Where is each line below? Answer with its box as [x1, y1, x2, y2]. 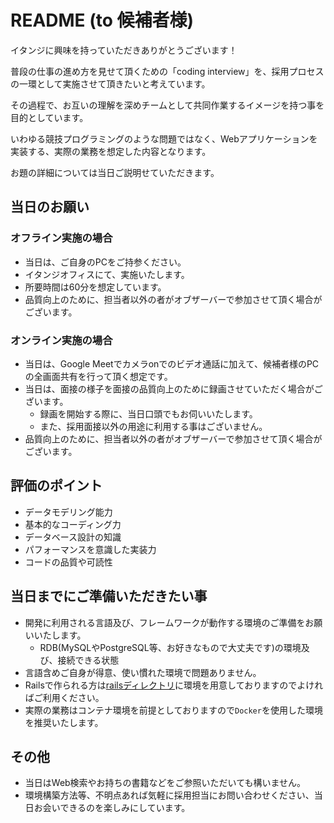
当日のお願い [10, 199, 90, 216]
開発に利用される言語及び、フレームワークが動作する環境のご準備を [24, 616, 306, 628]
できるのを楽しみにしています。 [59, 802, 191, 814]
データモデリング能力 [24, 506, 113, 518]
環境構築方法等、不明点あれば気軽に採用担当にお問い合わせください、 [24, 789, 315, 801]
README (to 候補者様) [10, 9, 195, 32]
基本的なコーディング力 [24, 518, 122, 530]
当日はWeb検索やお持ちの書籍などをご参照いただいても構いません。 [24, 777, 307, 789]
